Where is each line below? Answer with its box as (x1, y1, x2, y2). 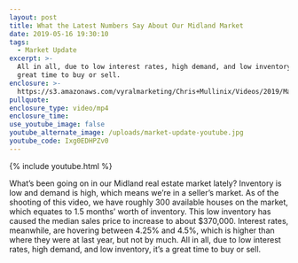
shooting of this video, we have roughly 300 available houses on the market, (9, 197, 288, 207)
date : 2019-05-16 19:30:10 (9, 29, 109, 38)
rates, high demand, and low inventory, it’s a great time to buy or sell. (9, 244, 262, 254)
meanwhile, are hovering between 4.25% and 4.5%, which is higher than (9, 225, 275, 236)
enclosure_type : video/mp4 (9, 104, 109, 112)
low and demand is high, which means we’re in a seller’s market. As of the (9, 187, 279, 197)
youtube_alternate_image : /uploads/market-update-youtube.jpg (9, 128, 244, 137)
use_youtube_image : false (9, 120, 105, 129)
